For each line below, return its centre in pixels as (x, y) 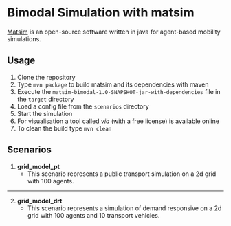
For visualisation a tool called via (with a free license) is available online (118, 121)
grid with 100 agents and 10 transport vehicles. (93, 215)
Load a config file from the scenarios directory (83, 106)
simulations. (24, 38)
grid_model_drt (40, 201)
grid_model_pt (38, 166)
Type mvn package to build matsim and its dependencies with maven (113, 84)
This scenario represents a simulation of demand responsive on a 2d (124, 208)
